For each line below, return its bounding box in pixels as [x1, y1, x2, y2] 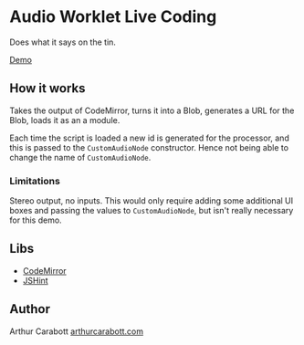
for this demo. [9, 214, 62, 225]
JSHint [22, 275, 48, 286]
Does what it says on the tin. [9, 37, 117, 47]
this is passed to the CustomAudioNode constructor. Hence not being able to [9, 141, 289, 152]
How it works [9, 80, 86, 97]
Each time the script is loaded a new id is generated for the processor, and [9, 132, 289, 143]
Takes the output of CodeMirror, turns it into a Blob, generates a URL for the [9, 105, 295, 116]
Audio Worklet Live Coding [9, 6, 217, 27]
